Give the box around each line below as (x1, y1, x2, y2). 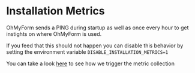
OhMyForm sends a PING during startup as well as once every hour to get (6, 24, 189, 31)
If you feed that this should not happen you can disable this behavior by (6, 42, 184, 49)
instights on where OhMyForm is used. (6, 30, 102, 37)
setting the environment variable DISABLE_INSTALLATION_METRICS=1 (6, 48, 169, 55)
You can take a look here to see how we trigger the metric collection (6, 60, 175, 67)
